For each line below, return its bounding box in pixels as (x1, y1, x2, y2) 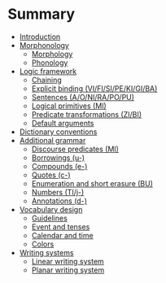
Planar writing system (31, 265, 105, 275)
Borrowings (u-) (31, 152, 85, 163)
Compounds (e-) (31, 161, 88, 171)
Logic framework (19, 66, 77, 76)
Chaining (31, 75, 62, 85)
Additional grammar (19, 135, 86, 145)
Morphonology (19, 40, 70, 50)
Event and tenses (31, 221, 90, 232)
